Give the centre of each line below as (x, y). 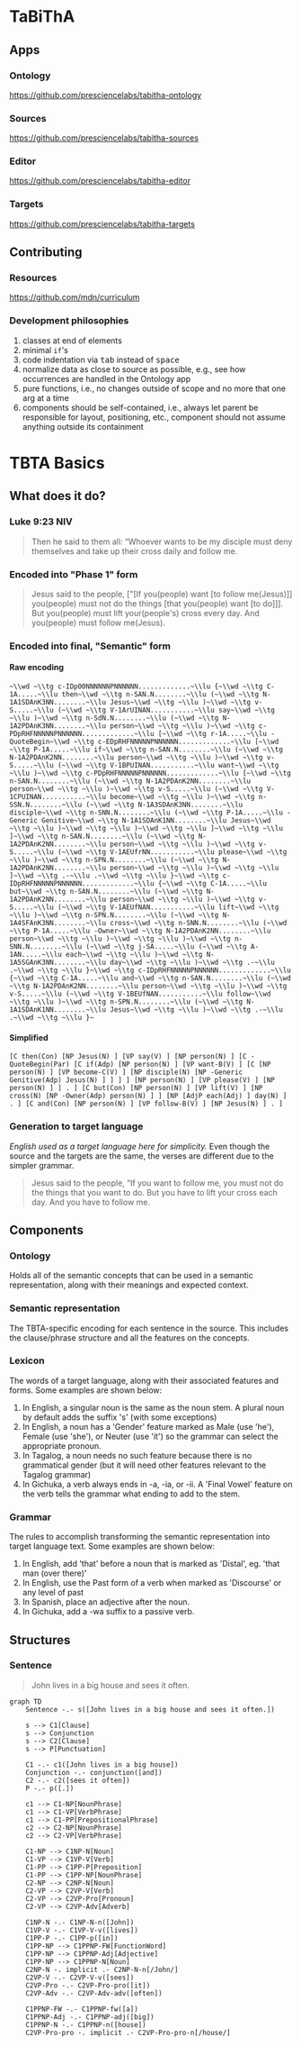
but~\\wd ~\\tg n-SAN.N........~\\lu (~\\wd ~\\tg (106, 892)
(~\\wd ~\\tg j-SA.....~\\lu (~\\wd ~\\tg (166, 947)
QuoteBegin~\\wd (40, 742)
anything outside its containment (83, 426)
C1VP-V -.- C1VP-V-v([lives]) (82, 1930)
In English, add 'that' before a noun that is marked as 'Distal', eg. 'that (151, 1564)
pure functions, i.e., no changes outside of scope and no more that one (154, 388)
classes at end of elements (72, 341)
